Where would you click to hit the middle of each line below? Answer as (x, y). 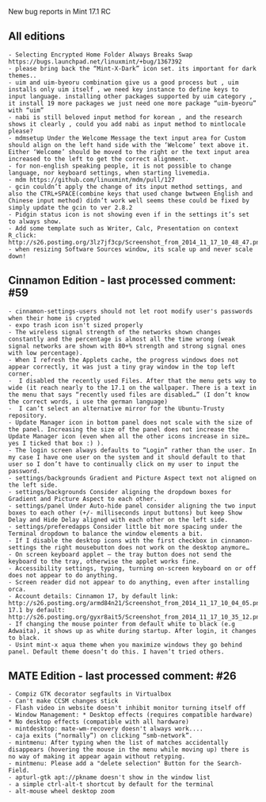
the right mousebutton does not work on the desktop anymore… (144, 547)
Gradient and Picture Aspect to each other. (83, 499)
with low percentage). (46, 353)
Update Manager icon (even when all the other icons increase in (118, 436)
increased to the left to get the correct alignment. (99, 159)
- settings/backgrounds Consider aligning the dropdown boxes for (120, 492)
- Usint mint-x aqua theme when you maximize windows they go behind (125, 645)
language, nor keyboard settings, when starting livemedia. (110, 173)
